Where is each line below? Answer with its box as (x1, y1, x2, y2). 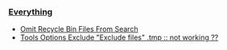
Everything (8, 6, 53, 17)
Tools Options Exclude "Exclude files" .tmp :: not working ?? (19, 33, 219, 42)
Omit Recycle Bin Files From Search (19, 25, 138, 34)
